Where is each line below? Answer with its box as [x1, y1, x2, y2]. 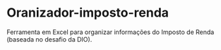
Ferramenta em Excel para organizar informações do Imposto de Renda [6, 28, 215, 36]
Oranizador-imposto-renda [6, 5, 169, 21]
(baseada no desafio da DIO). [6, 35, 92, 43]
